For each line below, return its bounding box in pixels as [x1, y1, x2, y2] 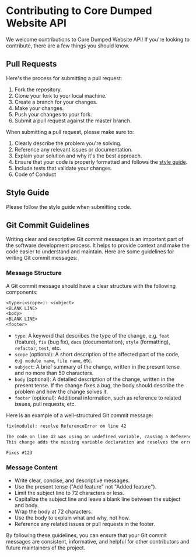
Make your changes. [14, 104, 64, 112]
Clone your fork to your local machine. [14, 92, 107, 99]
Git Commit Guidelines [6, 220, 90, 230]
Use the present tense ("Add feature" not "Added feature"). [14, 483, 157, 490]
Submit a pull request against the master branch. [14, 117, 132, 124]
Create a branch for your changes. [14, 98, 98, 105]
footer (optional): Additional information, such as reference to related [14, 394, 181, 401]
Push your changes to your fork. [14, 111, 92, 118]
